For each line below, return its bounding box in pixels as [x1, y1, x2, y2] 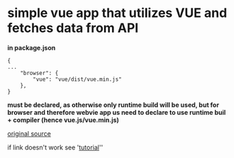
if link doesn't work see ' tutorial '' [7, 143, 104, 152]
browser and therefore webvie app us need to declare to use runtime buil [7, 108, 226, 116]
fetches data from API [7, 20, 139, 36]
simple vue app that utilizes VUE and [7, 5, 228, 21]
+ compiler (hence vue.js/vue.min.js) [7, 115, 119, 124]
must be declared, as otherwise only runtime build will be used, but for [7, 101, 220, 109]
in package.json [7, 43, 56, 52]
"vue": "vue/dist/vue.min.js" [33, 76, 122, 83]
